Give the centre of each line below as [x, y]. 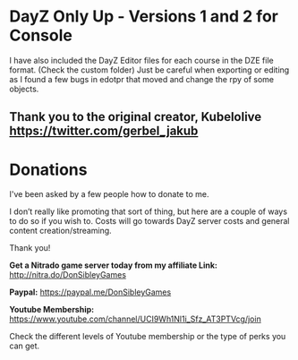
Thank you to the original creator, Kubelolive [136, 117]
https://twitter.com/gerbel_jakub [104, 131]
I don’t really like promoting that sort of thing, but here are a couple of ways [149, 211]
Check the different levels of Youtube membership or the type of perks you [148, 337]
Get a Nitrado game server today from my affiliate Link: [113, 265]
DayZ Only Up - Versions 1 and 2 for [144, 17]
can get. [25, 346]
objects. [24, 89]
